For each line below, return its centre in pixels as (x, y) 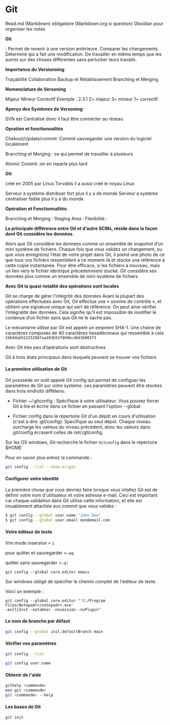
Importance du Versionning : (36, 69)
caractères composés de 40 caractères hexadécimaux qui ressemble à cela (84, 333)
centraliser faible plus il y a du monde (44, 199)
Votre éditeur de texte (29, 532)
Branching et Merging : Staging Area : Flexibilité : (56, 218)
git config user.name (28, 663)
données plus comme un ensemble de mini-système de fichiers (72, 276)
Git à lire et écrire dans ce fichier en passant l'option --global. (77, 406)
